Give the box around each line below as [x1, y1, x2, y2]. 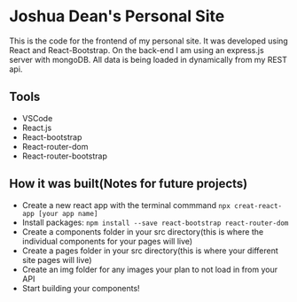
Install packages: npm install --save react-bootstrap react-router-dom [21, 217, 289, 228]
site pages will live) [21, 254, 92, 265]
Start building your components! [21, 283, 140, 293]
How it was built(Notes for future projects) [9, 176, 248, 191]
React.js [21, 122, 52, 133]
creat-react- [234, 201, 282, 210]
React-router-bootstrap [21, 151, 108, 161]
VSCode [21, 112, 53, 123]
